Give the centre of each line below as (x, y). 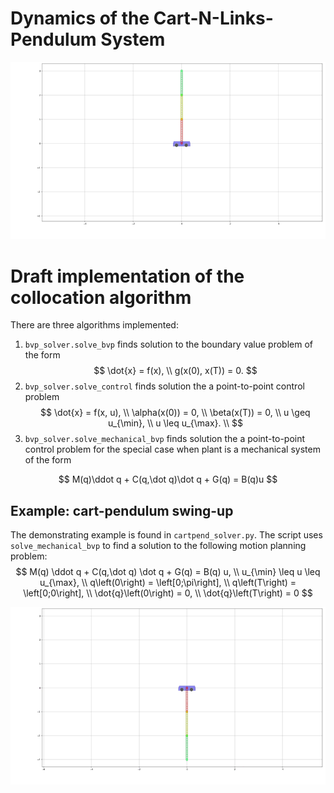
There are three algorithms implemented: (94, 325)
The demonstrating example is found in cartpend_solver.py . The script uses (166, 535)
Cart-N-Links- (213, 18)
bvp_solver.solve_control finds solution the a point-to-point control (164, 386)
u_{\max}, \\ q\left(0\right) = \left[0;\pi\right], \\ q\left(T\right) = (168, 583)
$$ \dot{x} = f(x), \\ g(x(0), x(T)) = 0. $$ (175, 371)
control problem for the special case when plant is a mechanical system (172, 449)
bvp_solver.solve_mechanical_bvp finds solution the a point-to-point (165, 439)
